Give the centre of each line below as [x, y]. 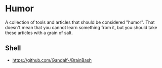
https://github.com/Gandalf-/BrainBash [52, 60]
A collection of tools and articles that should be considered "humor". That [80, 22]
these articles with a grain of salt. [39, 33]
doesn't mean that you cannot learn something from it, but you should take [81, 27]
